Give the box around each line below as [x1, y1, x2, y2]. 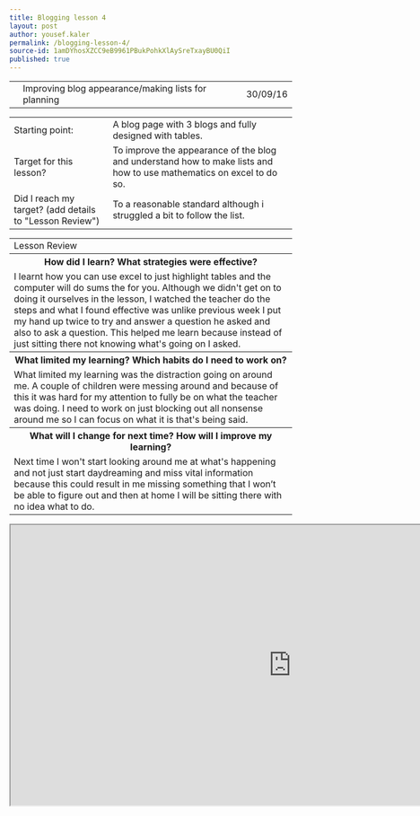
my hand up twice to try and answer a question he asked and [13, 315, 271, 328]
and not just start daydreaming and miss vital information [13, 467, 254, 478]
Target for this [13, 155, 74, 167]
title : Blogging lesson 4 [9, 13, 106, 22]
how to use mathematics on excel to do [112, 167, 278, 179]
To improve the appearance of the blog [112, 145, 276, 156]
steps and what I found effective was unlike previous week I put [13, 304, 281, 316]
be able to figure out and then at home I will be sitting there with [13, 489, 283, 501]
